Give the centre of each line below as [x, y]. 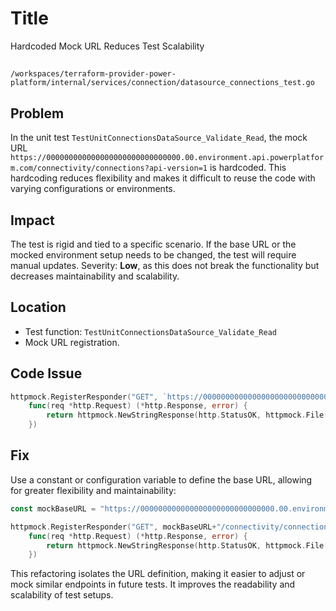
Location [38, 307]
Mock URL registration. [72, 342]
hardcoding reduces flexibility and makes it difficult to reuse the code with [163, 178]
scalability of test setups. [62, 595]
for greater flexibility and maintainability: [93, 490]
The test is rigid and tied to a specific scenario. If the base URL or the [153, 244]
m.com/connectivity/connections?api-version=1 [109, 168]
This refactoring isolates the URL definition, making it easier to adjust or [158, 574]
